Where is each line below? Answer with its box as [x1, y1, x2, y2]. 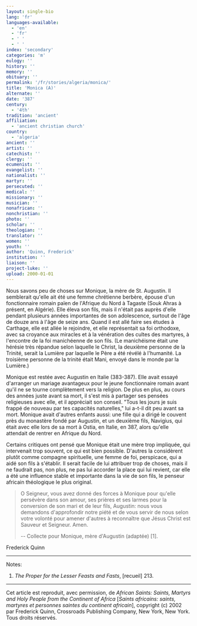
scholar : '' [6, 222, 35, 227]
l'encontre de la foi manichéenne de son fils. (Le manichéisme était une [6, 337, 179, 344]
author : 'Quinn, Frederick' [6, 249, 75, 255]
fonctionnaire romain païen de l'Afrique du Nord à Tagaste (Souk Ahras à [6, 299, 182, 306]
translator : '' [6, 233, 43, 239]
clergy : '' [6, 156, 33, 162]
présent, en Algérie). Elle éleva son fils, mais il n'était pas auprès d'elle [6, 306, 176, 313]
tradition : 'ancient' [6, 112, 59, 118]
